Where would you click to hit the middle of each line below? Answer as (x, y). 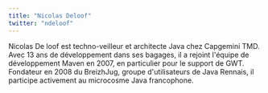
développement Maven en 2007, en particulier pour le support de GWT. (126, 63)
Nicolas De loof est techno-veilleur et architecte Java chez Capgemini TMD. (134, 46)
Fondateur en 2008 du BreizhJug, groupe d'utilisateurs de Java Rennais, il (131, 71)
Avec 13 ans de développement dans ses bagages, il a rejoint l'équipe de (129, 55)
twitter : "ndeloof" (41, 23)
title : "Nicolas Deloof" (50, 16)
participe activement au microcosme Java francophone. (101, 80)
